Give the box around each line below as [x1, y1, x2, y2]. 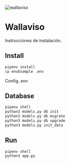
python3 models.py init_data [5, 123, 63, 128]
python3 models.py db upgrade [5, 118, 66, 123]
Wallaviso [5, 22, 45, 33]
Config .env [5, 78, 28, 83]
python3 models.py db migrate [5, 114, 66, 119]
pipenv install [5, 65, 35, 69]
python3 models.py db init [5, 109, 59, 114]
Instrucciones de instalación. [5, 37, 62, 43]
